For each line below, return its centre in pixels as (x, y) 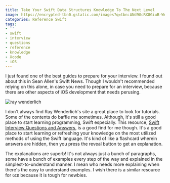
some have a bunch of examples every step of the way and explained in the (84, 159)
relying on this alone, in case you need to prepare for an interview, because (84, 87)
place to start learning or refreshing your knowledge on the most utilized (81, 133)
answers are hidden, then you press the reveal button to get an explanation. (84, 144)
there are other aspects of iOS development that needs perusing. (73, 92)
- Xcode (13, 57)
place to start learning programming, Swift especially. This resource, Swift (82, 122)
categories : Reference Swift (36, 19)
